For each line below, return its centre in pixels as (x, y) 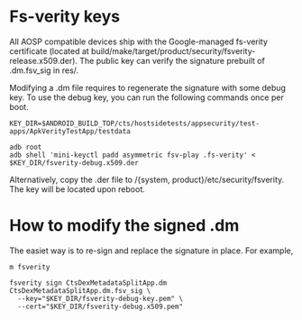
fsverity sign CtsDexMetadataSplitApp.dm (88, 283)
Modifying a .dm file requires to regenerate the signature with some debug (148, 87)
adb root (26, 147)
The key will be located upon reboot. (78, 189)
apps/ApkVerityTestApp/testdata (70, 131)
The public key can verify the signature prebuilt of (173, 60)
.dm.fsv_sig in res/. (44, 70)
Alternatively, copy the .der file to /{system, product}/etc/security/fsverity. (147, 179)
